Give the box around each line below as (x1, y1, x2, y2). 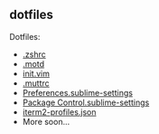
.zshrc (22, 49, 47, 60)
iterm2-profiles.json (22, 106, 97, 117)
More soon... (22, 116, 70, 127)
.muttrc (22, 77, 50, 89)
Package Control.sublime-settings (22, 97, 150, 108)
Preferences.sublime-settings (22, 87, 134, 98)
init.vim (22, 68, 50, 79)
